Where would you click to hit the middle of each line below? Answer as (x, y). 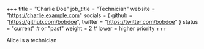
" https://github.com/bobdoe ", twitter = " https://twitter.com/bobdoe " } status (102, 22)
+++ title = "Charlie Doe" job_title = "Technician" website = (81, 9)
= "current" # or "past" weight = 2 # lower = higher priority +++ (87, 28)
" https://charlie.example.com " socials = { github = (70, 15)
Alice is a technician (32, 40)
